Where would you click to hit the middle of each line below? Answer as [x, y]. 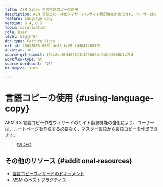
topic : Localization [26, 28]
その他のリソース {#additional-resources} [69, 161]
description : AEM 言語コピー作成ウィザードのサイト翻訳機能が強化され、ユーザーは [80, 14]
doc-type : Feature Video [30, 41]
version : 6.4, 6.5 [24, 23]
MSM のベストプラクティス [39, 180]
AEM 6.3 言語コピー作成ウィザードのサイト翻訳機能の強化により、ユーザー [80, 122]
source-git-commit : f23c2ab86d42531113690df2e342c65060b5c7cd [69, 55]
